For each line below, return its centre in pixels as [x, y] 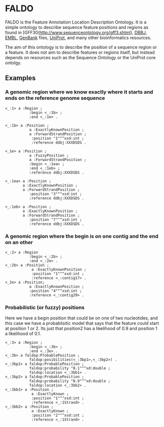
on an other [19, 242]
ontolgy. [13, 63]
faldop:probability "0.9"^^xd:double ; [70, 381]
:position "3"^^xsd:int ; [56, 194]
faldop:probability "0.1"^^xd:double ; [70, 368]
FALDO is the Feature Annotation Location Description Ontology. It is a [76, 22]
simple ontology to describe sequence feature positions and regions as [77, 27]
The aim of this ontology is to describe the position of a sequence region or [81, 47]
